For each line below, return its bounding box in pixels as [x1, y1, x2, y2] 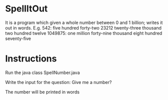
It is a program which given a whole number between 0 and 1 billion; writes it [5, 19, 163, 25]
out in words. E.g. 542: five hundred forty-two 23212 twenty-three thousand [5, 24, 161, 30]
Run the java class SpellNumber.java [5, 69, 80, 75]
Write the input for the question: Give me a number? [5, 79, 112, 85]
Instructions [5, 53, 57, 64]
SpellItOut [5, 3, 48, 14]
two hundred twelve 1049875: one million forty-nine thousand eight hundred [5, 30, 162, 36]
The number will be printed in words [5, 88, 80, 95]
